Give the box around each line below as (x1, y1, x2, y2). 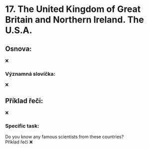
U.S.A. (5, 25, 32, 36)
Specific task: (5, 123, 40, 130)
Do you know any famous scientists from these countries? (5, 134, 124, 140)
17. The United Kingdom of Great (5, 3, 141, 15)
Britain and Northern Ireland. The (5, 14, 144, 25)
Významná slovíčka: (5, 70, 56, 77)
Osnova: (5, 44, 32, 53)
